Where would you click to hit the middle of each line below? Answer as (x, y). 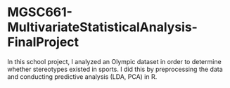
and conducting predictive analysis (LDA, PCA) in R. (82, 76)
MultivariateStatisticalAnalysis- (103, 27)
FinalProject (43, 42)
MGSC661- (40, 12)
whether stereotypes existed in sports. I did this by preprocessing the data (115, 69)
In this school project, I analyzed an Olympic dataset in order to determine (114, 61)
